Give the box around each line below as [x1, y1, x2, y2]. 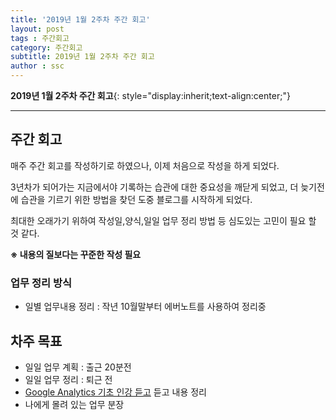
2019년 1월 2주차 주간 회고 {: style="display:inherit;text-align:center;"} [10, 90, 291, 101]
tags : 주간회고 [10, 33, 70, 43]
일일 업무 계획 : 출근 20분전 [24, 361, 132, 373]
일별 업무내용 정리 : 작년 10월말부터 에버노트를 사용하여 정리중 [24, 301, 267, 313]
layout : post [10, 24, 65, 34]
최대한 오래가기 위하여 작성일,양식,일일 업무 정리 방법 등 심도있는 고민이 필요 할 [10, 214, 317, 226]
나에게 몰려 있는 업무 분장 [24, 398, 125, 410]
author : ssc [10, 61, 65, 71]
